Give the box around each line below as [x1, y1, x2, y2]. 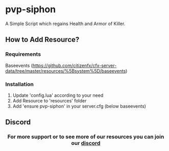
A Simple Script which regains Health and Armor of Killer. [5, 20, 126, 27]
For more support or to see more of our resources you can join [7, 133, 164, 140]
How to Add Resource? [5, 35, 80, 44]
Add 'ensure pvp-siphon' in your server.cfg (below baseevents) [12, 103, 147, 109]
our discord [71, 140, 101, 147]
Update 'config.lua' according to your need [12, 92, 104, 98]
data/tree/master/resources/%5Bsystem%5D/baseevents [5, 68, 126, 74]
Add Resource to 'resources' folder [12, 97, 87, 103]
